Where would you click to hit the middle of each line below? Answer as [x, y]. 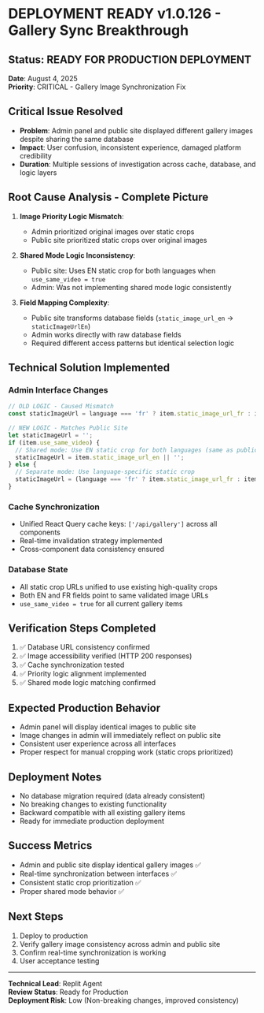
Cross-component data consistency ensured [92, 549]
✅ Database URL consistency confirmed [85, 647]
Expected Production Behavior [84, 708]
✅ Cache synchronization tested [72, 665]
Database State [38, 570]
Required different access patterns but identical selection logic [133, 343]
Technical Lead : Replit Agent [55, 983]
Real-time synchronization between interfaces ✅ [98, 873]
